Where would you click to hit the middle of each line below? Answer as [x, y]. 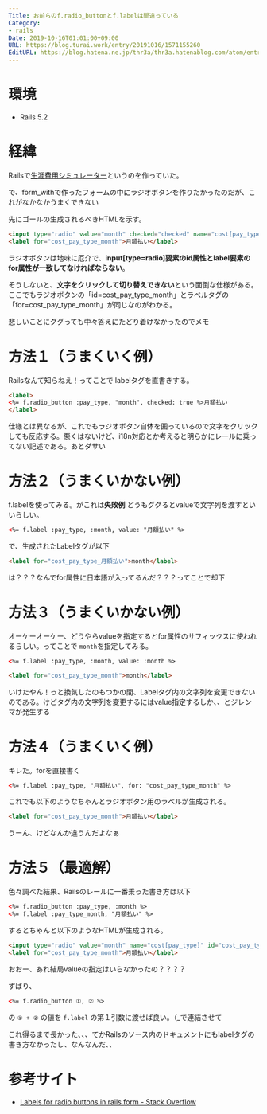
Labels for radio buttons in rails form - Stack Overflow [108, 1102]
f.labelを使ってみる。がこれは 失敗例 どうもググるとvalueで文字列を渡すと [129, 505]
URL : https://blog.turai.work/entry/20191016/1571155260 [104, 45]
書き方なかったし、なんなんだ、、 [62, 1044]
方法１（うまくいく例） [85, 356]
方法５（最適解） [64, 868]
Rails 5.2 [34, 117]
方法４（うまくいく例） [85, 747]
